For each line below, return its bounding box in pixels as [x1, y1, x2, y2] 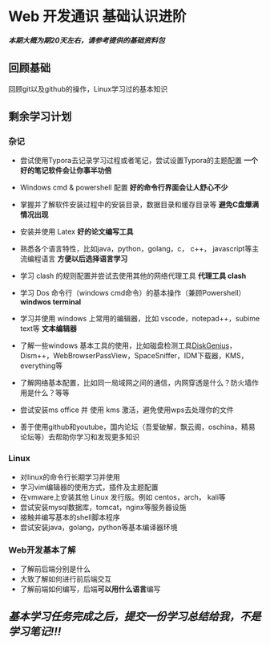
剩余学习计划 [8, 110, 72, 124]
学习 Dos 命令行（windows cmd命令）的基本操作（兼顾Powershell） [19, 288, 246, 298]
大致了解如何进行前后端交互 [19, 574, 112, 584]
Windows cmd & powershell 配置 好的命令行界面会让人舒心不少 [19, 182, 228, 193]
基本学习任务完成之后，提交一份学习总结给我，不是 [8, 610, 261, 623]
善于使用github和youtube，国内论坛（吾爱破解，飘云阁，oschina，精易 [19, 423, 256, 432]
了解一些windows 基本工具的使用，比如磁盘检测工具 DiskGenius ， [19, 341, 236, 350]
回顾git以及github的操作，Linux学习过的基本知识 [8, 84, 168, 93]
